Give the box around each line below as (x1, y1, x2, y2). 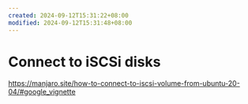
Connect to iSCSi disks (8, 53, 161, 71)
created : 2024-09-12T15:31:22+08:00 (8, 11, 129, 20)
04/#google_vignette (8, 87, 77, 97)
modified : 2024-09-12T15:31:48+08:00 (8, 19, 133, 27)
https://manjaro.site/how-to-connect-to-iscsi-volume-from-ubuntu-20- (8, 79, 241, 88)
